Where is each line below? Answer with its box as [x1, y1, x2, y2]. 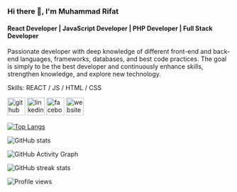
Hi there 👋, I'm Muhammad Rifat [7, 6, 119, 16]
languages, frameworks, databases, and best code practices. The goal [20, 55, 227, 63]
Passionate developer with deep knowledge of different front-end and [7, 47, 211, 56]
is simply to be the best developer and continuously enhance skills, [7, 62, 204, 71]
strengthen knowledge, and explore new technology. [7, 70, 162, 79]
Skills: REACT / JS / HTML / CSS [7, 84, 101, 92]
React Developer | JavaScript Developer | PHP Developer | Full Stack [7, 24, 213, 33]
